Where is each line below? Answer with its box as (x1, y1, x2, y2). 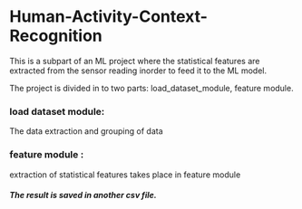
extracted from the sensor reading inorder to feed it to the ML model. (9, 65, 268, 76)
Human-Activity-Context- (9, 6, 209, 27)
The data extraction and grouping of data (9, 126, 163, 137)
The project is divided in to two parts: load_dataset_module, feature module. (9, 82, 294, 93)
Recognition (9, 25, 102, 46)
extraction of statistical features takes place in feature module (9, 169, 241, 180)
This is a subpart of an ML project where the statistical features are (9, 55, 260, 66)
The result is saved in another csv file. (9, 190, 157, 201)
